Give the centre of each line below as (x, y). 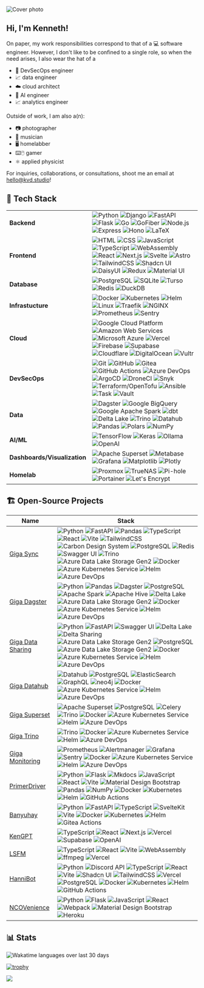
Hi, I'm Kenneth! (37, 28)
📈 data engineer (36, 77)
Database (24, 284)
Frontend (23, 255)
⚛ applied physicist (39, 162)
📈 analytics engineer (42, 102)
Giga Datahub (29, 686)
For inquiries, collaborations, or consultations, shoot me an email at (90, 173)
